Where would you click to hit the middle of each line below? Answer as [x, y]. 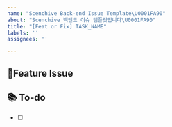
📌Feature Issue [40, 73]
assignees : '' [28, 39]
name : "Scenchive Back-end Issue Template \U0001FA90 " [87, 13]
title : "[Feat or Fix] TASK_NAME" [57, 26]
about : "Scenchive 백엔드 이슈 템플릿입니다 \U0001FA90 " [81, 20]
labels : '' [23, 33]
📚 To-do [27, 97]
